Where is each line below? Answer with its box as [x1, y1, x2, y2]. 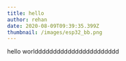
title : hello [7, 9, 45, 17]
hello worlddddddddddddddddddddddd [7, 47, 120, 56]
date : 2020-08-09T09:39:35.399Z [7, 22, 99, 29]
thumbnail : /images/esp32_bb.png [7, 28, 103, 36]
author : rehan [7, 16, 48, 23]
